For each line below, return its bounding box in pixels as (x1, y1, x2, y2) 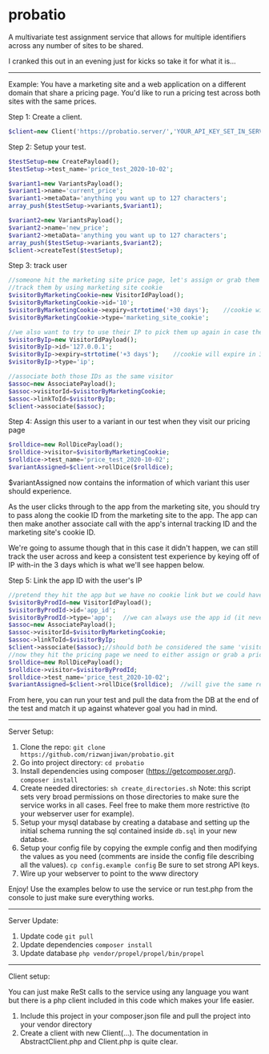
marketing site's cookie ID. (8, 527, 96, 537)
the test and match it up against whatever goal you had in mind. (8, 704, 218, 714)
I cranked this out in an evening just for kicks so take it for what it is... (8, 56, 236, 66)
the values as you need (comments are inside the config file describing (19, 852, 255, 861)
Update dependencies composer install (19, 940, 153, 950)
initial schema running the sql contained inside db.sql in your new (19, 826, 238, 836)
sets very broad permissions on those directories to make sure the (19, 792, 239, 802)
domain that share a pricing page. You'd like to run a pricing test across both (8, 87, 261, 97)
